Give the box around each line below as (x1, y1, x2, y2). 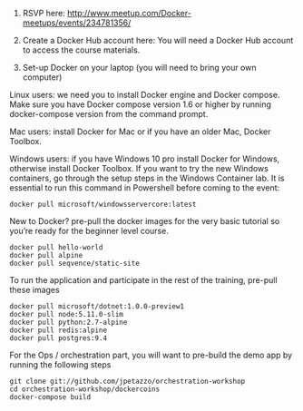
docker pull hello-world (9, 243, 103, 252)
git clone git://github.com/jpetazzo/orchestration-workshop (9, 377, 246, 386)
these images (9, 285, 61, 295)
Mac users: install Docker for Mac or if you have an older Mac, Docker (9, 126, 271, 137)
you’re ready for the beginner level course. (9, 226, 170, 236)
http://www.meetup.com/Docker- (66, 8, 192, 18)
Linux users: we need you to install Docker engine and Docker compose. (9, 90, 280, 100)
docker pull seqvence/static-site (9, 259, 141, 268)
